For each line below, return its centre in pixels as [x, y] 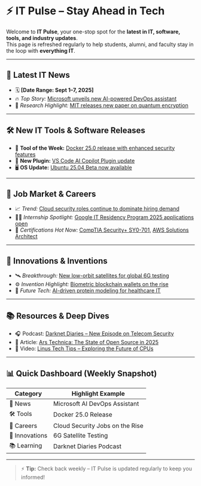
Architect [26, 236]
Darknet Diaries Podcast [87, 446]
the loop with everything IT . [41, 50]
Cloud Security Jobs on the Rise [98, 426]
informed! [33, 477]
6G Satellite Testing [80, 435]
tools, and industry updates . [42, 38]
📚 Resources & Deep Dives [58, 316]
